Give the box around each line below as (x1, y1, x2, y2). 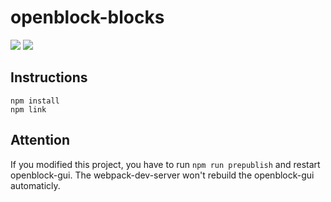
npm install (10, 96, 60, 106)
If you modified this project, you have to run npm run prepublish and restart (10, 158, 321, 170)
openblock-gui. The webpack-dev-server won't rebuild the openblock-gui (10, 169, 315, 181)
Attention (10, 132, 70, 149)
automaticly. (10, 179, 61, 191)
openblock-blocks (10, 6, 165, 29)
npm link (10, 104, 47, 115)
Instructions (10, 69, 88, 86)
